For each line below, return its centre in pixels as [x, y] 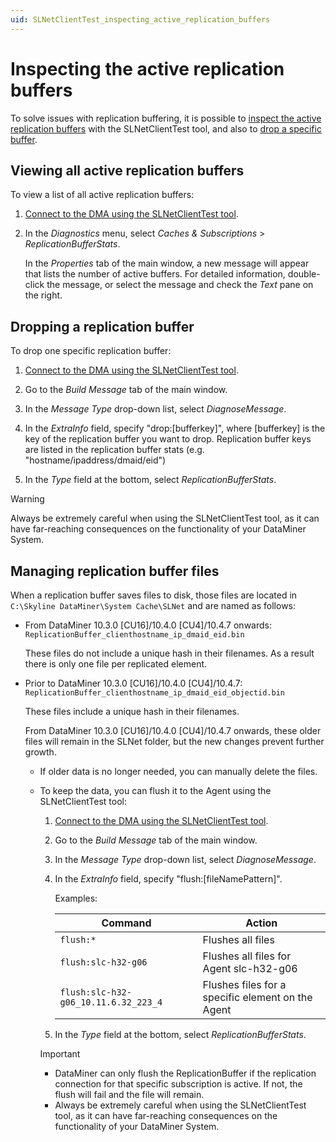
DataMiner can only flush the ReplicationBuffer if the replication [185, 1073]
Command [126, 923]
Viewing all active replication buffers [127, 170]
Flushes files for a [244, 984]
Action [261, 923]
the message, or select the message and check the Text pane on [180, 285]
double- [304, 274]
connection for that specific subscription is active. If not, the [178, 1084]
